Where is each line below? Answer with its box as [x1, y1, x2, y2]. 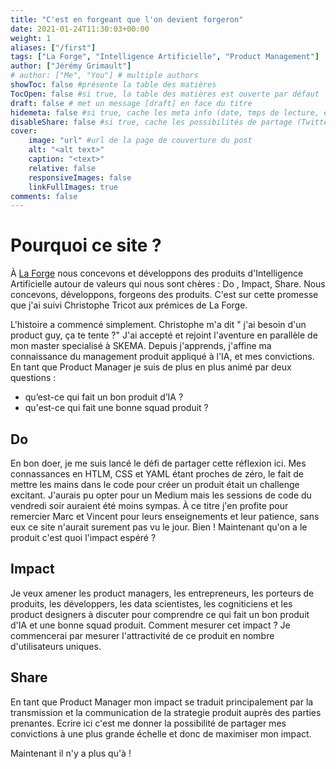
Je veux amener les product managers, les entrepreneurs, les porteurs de [10, 587, 315, 599]
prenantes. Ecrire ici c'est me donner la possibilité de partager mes [10, 717, 287, 729]
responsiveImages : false [28, 172, 132, 183]
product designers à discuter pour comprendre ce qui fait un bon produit [10, 608, 310, 620]
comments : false [10, 191, 78, 201]
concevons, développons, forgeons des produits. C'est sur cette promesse [10, 289, 319, 301]
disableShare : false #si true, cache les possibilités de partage [10, 117, 293, 127]
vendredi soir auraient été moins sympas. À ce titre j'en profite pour [10, 500, 289, 511]
